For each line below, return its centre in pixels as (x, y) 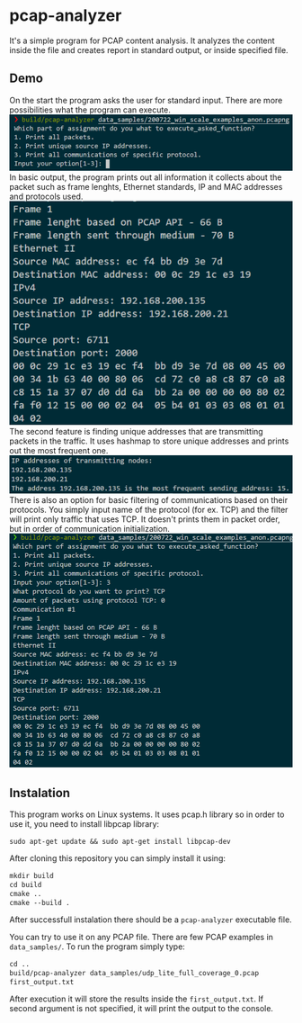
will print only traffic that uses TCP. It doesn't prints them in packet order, (145, 519)
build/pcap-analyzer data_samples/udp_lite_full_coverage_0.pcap (134, 974)
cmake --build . (40, 903)
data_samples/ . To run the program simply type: (98, 947)
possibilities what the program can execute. (90, 110)
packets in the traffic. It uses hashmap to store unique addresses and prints (149, 441)
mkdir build (31, 876)
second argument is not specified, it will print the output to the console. (142, 1009)
